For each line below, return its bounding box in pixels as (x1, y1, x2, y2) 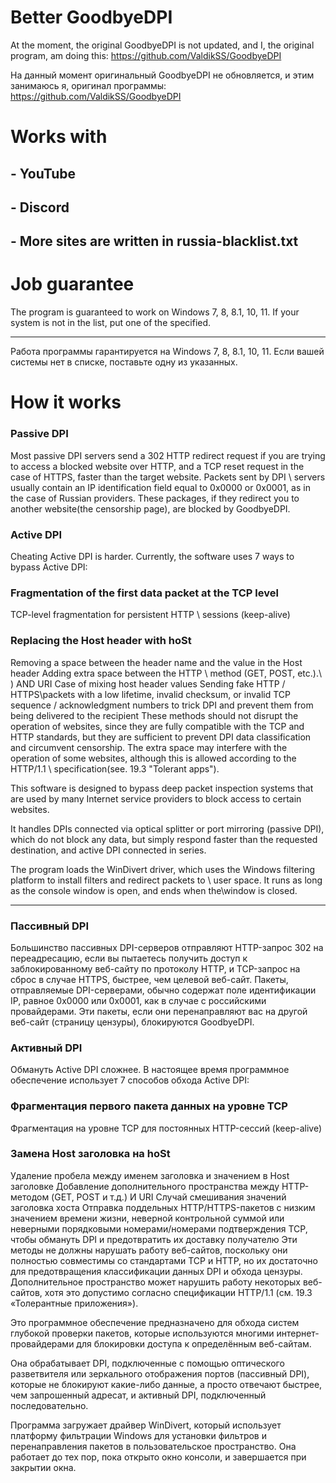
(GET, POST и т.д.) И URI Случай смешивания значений (51, 1191, 287, 1203)
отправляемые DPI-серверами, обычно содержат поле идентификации (10, 984, 317, 996)
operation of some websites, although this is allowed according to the (10, 752, 297, 764)
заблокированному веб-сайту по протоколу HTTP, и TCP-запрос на (10, 962, 301, 975)
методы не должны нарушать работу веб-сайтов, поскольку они (10, 1244, 288, 1256)
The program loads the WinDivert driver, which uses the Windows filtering (10, 863, 316, 875)
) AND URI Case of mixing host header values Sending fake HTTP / (10, 677, 286, 690)
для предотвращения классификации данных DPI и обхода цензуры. (10, 1265, 303, 1277)
